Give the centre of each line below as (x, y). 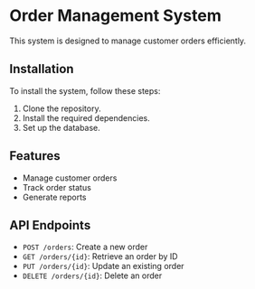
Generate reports (55, 197)
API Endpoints (50, 225)
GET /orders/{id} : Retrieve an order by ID (100, 256)
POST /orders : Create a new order (85, 247)
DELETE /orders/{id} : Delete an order (92, 275)
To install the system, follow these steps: (85, 90)
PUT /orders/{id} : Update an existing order (103, 266)
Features (35, 156)
